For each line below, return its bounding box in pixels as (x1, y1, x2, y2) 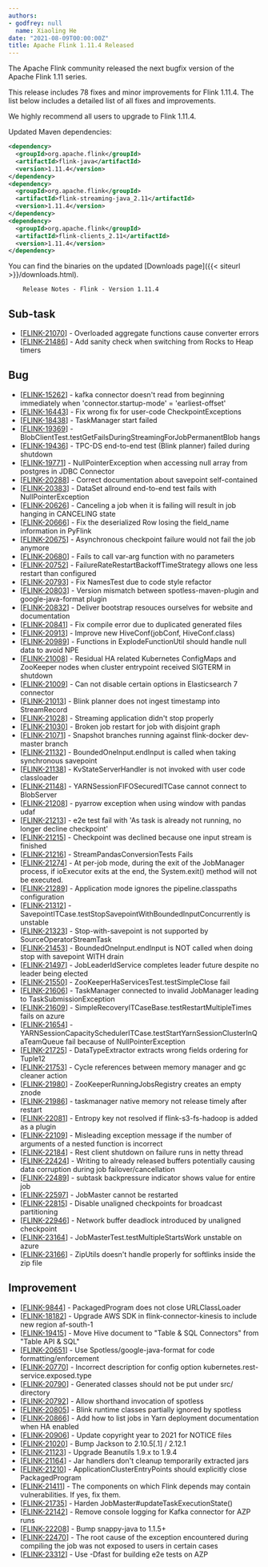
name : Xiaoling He (15, 26, 78, 34)
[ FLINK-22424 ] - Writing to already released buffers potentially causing (19, 1155, 255, 1166)
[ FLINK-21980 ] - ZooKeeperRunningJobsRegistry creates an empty (19, 1079, 242, 1089)
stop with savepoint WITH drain (19, 951, 124, 961)
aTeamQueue (19, 1037, 64, 1046)
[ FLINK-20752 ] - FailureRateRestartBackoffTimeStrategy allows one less (19, 560, 258, 570)
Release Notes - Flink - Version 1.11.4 (22, 285, 159, 293)
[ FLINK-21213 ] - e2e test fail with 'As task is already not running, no (19, 815, 242, 825)
